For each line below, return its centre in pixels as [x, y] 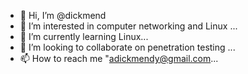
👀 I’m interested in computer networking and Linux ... [128, 26]
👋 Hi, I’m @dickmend [63, 15]
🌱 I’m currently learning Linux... [84, 36]
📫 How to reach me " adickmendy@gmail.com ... [119, 58]
